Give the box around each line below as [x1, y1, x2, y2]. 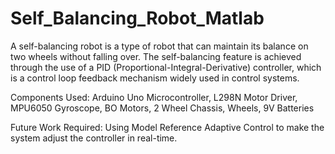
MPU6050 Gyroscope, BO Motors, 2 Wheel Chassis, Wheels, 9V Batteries [10, 102, 315, 114]
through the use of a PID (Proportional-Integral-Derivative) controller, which [10, 61, 322, 73]
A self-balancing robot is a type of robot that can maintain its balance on [10, 40, 309, 52]
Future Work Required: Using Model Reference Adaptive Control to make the [10, 121, 325, 133]
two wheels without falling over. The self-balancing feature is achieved [10, 50, 302, 62]
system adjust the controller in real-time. [10, 132, 178, 144]
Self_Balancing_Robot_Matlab [10, 7, 265, 30]
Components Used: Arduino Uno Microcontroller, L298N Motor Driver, [10, 91, 298, 103]
